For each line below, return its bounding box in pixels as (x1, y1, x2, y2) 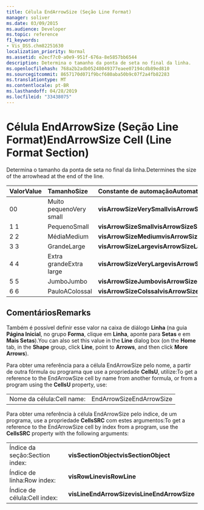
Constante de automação (98, 187, 173, 195)
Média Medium (47, 232, 89, 240)
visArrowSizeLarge (98, 242, 155, 250)
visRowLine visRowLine (68, 472, 137, 481)
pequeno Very (47, 204, 86, 213)
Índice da (9, 443, 36, 452)
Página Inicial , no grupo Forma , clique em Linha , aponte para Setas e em (6, 330, 191, 338)
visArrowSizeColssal (98, 287, 160, 295)
